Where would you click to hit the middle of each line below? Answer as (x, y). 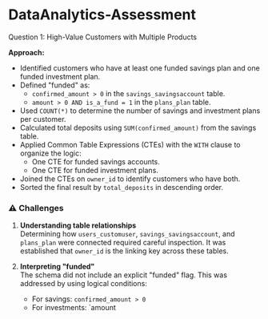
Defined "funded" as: (55, 85)
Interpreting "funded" (57, 267)
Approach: (26, 52)
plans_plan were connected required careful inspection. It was (123, 243)
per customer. (43, 119)
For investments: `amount (74, 308)
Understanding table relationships (78, 225)
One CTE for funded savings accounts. (96, 161)
